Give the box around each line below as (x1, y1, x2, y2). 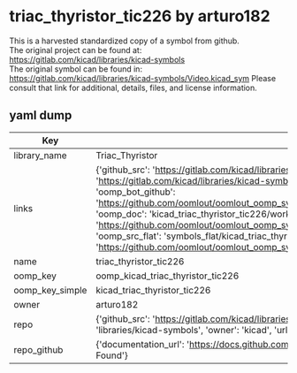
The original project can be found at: (9, 44, 142, 55)
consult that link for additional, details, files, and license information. (9, 82, 258, 93)
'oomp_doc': (95, 208, 148, 220)
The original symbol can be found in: (9, 64, 143, 74)
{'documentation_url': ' (95, 338, 190, 350)
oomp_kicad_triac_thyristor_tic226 (95, 270, 240, 282)
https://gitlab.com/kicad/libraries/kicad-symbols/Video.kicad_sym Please (9, 72, 277, 83)
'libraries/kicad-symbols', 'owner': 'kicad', (95, 324, 272, 336)
